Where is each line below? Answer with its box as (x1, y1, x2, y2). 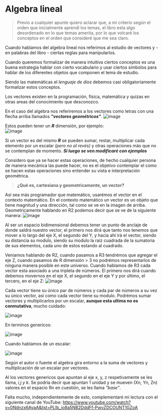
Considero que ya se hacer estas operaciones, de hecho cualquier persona (5, 157, 156, 163)
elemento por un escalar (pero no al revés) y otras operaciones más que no (5, 142, 157, 148)
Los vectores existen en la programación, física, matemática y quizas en (5, 94, 150, 99)
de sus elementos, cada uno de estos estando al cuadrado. (5, 242, 124, 248)
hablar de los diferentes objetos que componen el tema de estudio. (5, 69, 140, 75)
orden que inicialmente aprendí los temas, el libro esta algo (17, 24, 135, 30)
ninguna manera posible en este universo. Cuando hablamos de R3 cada (5, 262, 151, 268)
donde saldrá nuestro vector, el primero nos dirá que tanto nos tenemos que (5, 227, 158, 233)
